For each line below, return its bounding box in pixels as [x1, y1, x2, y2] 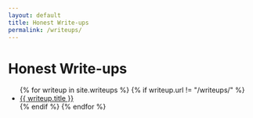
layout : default [8, 11, 61, 20]
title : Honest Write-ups [8, 19, 89, 27]
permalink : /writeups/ [8, 26, 82, 34]
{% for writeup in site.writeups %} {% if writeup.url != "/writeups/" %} [19, 85, 245, 95]
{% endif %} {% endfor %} [19, 102, 107, 112]
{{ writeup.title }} [19, 94, 74, 103]
